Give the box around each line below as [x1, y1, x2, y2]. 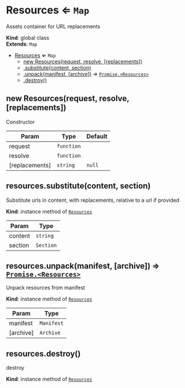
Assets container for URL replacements [6, 23, 100, 30]
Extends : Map [6, 40, 38, 47]
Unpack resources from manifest [6, 284, 86, 291]
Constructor [6, 118, 35, 125]
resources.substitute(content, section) [6, 181, 151, 191]
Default [86, 132, 108, 140]
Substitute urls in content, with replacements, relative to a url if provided [6, 197, 180, 204]
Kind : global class [6, 34, 50, 41]
